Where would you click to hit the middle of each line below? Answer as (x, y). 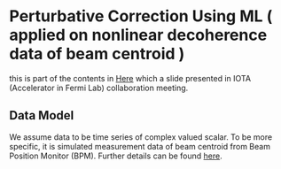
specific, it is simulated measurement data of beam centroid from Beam (140, 146)
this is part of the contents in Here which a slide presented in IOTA (130, 78)
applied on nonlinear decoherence (138, 35)
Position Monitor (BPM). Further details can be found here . (116, 156)
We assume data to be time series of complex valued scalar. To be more (141, 137)
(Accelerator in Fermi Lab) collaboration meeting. (99, 88)
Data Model (42, 115)
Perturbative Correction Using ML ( (141, 16)
